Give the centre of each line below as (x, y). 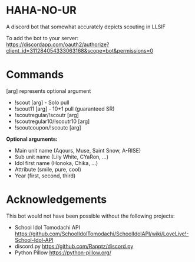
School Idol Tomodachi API (47, 227)
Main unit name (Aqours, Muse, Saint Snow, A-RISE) (78, 150)
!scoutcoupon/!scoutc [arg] (48, 127)
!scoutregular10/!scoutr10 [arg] (52, 121)
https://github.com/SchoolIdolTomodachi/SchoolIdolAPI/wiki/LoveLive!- (102, 234)
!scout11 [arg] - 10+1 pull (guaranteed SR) (65, 109)
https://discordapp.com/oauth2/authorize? (58, 44)
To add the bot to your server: (42, 38)
